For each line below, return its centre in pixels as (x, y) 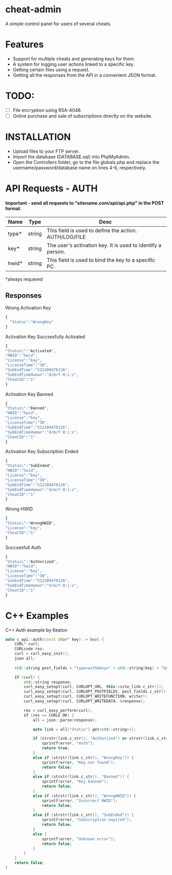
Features (25, 44)
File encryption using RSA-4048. (47, 110)
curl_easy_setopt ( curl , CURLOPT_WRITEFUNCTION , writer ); (85, 697)
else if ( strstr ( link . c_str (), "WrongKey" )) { (83, 758)
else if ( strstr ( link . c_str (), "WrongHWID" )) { (84, 796)
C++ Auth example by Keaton (36, 630)
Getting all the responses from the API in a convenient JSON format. (84, 75)
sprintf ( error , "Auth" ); (68, 743)
